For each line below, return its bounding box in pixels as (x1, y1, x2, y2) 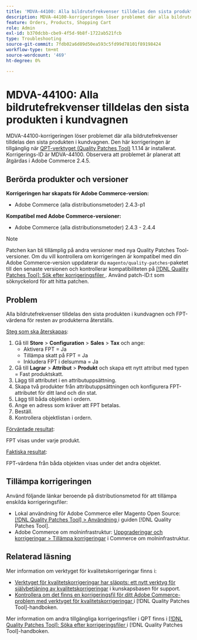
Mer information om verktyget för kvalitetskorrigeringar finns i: (6, 567, 157, 574)
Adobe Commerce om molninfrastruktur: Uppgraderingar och (14, 529, 163, 536)
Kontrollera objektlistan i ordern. (14, 414, 93, 421)
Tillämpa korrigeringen (6, 476, 92, 487)
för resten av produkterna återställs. (27, 317, 114, 324)
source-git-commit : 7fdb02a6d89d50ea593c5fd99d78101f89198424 (6, 42, 161, 48)
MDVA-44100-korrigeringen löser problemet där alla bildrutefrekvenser (6, 133, 178, 140)
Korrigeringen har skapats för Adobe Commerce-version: (6, 190, 150, 197)
